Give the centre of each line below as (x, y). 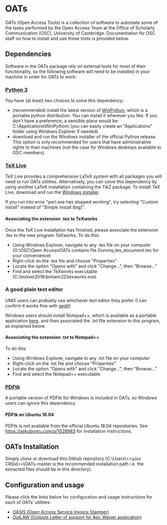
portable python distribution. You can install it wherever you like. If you (85, 116)
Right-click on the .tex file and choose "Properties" (65, 261)
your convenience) (32, 256)
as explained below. (25, 326)
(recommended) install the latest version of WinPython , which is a (80, 110)
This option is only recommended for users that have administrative (82, 142)
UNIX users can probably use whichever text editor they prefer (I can (76, 300)
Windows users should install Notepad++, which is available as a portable (81, 315)
